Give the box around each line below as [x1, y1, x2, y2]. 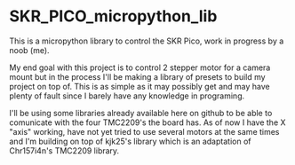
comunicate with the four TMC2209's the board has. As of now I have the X [9, 117, 286, 128]
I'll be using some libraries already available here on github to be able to [9, 107, 273, 118]
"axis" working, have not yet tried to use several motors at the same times [9, 126, 280, 137]
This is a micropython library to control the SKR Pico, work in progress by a [9, 35, 284, 46]
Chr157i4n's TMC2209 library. [9, 145, 120, 156]
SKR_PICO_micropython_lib [9, 6, 218, 27]
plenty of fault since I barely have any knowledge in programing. [9, 90, 245, 101]
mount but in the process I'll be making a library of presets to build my [9, 71, 266, 82]
